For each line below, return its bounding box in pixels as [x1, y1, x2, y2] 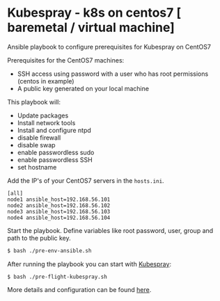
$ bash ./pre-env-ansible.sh [7, 247, 92, 254]
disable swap [17, 140, 56, 149]
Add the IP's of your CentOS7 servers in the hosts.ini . [7, 176, 165, 185]
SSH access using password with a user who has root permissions [17, 70, 209, 78]
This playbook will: [7, 97, 61, 106]
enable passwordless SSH [17, 155, 93, 164]
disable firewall [17, 133, 61, 142]
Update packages [17, 111, 69, 120]
